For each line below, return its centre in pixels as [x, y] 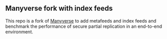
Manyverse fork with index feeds [59, 8]
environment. [19, 32]
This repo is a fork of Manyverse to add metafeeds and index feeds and [81, 21]
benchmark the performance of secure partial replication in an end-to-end [84, 26]
